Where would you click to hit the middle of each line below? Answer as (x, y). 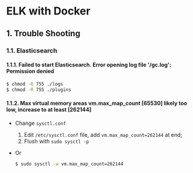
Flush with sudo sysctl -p (56, 141)
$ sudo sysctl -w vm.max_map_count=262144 (69, 164)
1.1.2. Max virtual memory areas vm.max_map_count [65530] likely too (97, 103)
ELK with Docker (48, 11)
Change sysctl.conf (40, 123)
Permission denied (30, 71)
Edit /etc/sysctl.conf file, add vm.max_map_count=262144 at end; (103, 134)
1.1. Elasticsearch (32, 51)
